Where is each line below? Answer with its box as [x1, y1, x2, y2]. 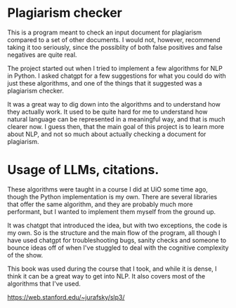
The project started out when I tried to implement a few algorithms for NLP [7, 64, 223, 72]
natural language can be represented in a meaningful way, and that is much [7, 114, 226, 123]
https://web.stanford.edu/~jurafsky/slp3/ [7, 293, 125, 301]
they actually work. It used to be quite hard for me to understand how [7, 107, 208, 116]
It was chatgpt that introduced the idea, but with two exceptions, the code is [7, 221, 228, 229]
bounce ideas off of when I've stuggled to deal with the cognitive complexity [7, 243, 229, 252]
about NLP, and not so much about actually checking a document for [7, 130, 206, 138]
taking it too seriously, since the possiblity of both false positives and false [7, 43, 223, 51]
